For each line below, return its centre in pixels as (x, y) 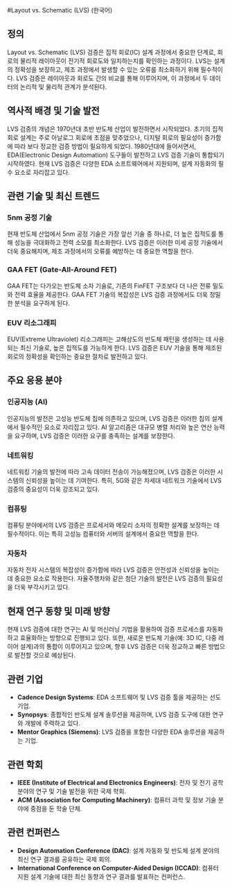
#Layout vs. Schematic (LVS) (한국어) (60, 10)
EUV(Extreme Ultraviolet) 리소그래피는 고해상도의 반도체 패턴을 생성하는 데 (109, 339)
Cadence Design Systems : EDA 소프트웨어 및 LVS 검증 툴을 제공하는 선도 (119, 697)
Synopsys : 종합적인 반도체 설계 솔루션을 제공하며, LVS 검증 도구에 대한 (114, 715)
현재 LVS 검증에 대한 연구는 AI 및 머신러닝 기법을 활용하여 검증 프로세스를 (106, 629)
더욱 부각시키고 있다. (42, 587)
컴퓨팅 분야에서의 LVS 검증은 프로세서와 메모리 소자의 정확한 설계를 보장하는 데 (114, 525)
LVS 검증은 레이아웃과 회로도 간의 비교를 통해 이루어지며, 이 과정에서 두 (112, 78)
